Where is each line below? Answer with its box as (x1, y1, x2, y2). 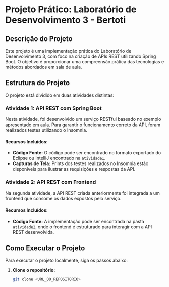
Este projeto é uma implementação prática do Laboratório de (5, 48, 132, 54)
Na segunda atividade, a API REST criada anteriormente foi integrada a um (5, 190, 160, 196)
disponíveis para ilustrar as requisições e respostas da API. (12, 166, 136, 172)
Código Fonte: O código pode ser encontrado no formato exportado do (12, 150, 161, 156)
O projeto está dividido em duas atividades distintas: (5, 92, 115, 98)
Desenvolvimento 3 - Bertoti (5, 14, 126, 26)
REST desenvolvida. (12, 229, 54, 235)
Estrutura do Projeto (5, 78, 70, 87)
